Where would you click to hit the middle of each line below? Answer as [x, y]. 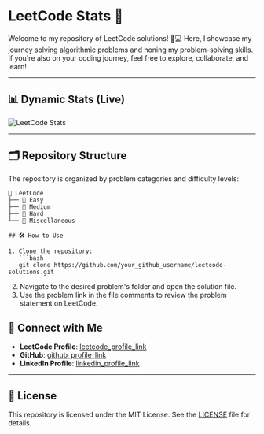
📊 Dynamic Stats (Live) [67, 100]
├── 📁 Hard [26, 213]
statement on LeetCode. [59, 303]
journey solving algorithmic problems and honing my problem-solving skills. [131, 50]
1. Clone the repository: [50, 251]
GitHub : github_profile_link [63, 355]
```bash [31, 258]
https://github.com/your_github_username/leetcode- [140, 265]
